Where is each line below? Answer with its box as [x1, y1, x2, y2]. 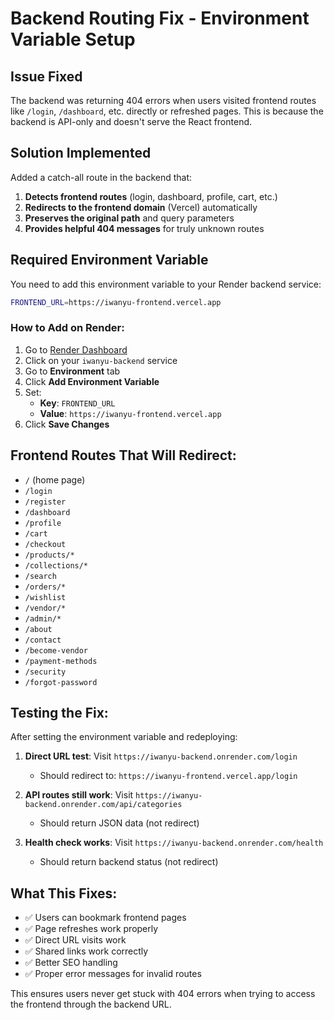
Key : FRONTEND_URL [39, 397, 116, 409]
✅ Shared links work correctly [24, 945, 149, 957]
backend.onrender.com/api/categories [24, 800, 183, 810]
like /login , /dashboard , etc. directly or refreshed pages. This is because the [10, 105, 324, 117]
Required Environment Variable [10, 252, 209, 269]
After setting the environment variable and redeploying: [10, 731, 238, 743]
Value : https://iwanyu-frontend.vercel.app [39, 407, 222, 419]
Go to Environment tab [24, 365, 121, 377]
